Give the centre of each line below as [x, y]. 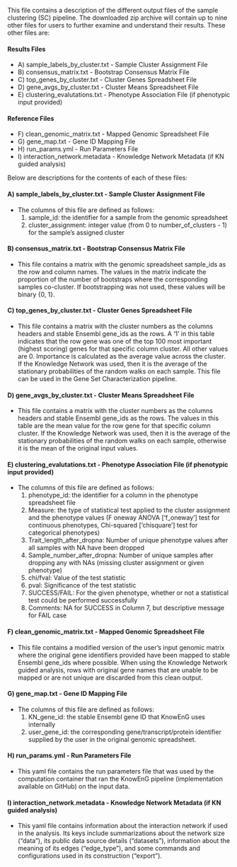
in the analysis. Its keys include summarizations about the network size [121, 833]
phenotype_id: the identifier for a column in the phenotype [113, 495]
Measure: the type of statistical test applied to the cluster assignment [129, 510]
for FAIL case [47, 615]
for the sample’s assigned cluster [76, 232]
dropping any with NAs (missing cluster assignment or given [116, 563]
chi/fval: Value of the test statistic [77, 578]
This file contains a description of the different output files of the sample [113, 10]
